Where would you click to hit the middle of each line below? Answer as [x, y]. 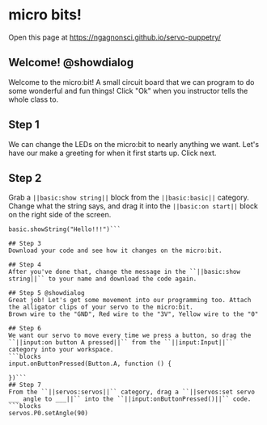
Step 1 [24, 125]
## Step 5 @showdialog [47, 293]
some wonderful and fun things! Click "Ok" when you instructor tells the [128, 90]
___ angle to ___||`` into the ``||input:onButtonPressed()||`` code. [130, 399]
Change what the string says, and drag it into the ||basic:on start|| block [133, 206]
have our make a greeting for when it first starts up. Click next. [112, 153]
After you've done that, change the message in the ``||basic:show [125, 272]
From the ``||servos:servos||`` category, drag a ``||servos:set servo [131, 392]
